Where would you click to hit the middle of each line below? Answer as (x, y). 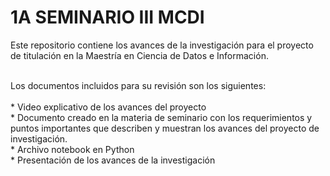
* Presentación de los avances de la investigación (113, 160)
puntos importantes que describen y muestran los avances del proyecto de (165, 128)
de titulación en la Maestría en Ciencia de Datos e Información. (139, 55)
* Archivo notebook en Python (72, 149)
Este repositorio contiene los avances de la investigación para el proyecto (162, 45)
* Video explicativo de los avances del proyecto (108, 107)
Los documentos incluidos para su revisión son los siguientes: (138, 85)
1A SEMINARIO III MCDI (107, 17)
